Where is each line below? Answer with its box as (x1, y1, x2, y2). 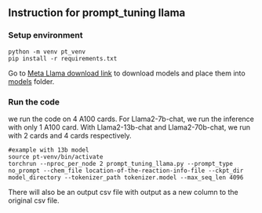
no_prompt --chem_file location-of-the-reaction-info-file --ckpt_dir (8, 167, 244, 174)
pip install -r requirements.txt (8, 54, 118, 62)
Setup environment (8, 30, 84, 41)
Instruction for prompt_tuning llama (8, 6, 186, 20)
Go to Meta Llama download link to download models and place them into (8, 68, 246, 78)
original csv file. (8, 196, 60, 205)
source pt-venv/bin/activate (8, 152, 104, 160)
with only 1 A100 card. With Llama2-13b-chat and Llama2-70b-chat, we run (8, 122, 251, 132)
